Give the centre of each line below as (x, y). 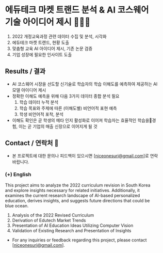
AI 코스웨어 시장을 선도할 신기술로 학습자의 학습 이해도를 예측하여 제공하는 (82, 84)
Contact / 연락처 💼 (32, 143)
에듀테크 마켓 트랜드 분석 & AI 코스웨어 (77, 10)
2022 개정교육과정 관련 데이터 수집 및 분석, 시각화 (59, 36)
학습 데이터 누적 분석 (39, 102)
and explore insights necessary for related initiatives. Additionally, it (72, 190)
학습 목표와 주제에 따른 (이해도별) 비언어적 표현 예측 (68, 108)
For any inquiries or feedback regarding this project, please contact (79, 240)
